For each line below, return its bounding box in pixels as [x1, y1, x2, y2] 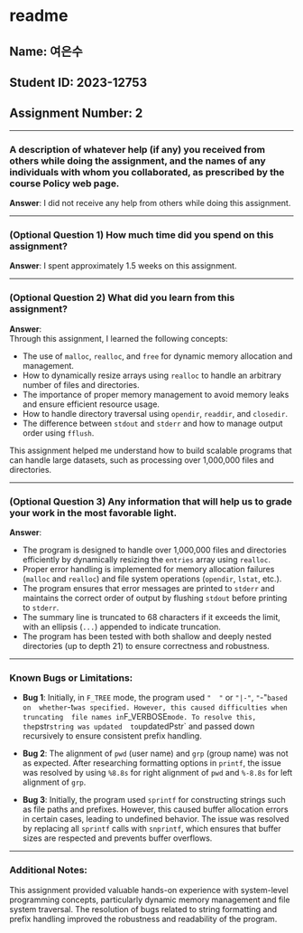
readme [9, 5, 69, 26]
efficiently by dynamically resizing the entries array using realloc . [22, 553, 271, 565]
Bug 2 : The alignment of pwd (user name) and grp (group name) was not [22, 748, 289, 759]
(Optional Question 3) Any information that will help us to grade [9, 495, 293, 507]
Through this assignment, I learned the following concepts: [9, 333, 228, 344]
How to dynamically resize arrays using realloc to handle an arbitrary [22, 370, 282, 381]
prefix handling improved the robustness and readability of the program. [9, 913, 278, 924]
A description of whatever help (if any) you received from [9, 143, 266, 155]
